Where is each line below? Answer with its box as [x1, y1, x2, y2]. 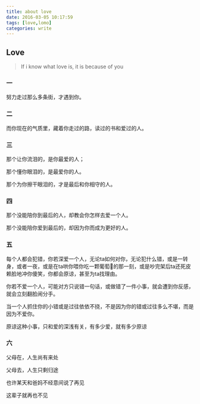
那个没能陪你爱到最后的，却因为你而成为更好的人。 [6, 224, 132, 232]
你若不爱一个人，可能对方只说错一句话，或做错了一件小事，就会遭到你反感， [6, 283, 194, 290]
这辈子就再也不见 [6, 392, 48, 399]
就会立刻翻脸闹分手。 [6, 290, 58, 297]
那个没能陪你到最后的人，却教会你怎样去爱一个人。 [6, 212, 132, 219]
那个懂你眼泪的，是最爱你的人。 [6, 168, 85, 175]
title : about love [6, 8, 52, 15]
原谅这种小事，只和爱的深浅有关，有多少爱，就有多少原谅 [6, 323, 147, 330]
